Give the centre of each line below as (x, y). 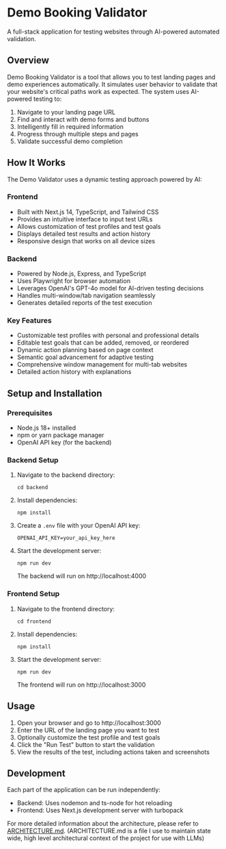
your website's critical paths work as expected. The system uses (98, 91)
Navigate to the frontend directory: (66, 608)
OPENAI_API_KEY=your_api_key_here (66, 538)
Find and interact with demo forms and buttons (83, 119)
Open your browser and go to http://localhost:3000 (89, 723)
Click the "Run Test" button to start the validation (86, 744)
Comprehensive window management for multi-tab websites (102, 365)
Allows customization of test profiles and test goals (89, 226)
